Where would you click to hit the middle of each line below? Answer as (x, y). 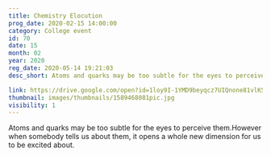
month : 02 (25, 53)
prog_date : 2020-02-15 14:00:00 (63, 23)
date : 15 (23, 46)
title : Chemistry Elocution (56, 16)
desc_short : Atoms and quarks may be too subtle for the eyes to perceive (137, 76)
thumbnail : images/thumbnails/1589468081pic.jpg (92, 97)
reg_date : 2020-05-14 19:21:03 (61, 68)
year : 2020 (27, 61)
